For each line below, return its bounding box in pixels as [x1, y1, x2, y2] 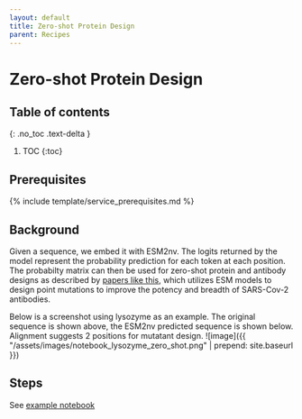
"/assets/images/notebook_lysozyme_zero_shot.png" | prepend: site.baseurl [9, 340, 294, 351]
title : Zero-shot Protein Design [9, 22, 135, 31]
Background [9, 222, 79, 237]
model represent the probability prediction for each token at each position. [9, 256, 286, 266]
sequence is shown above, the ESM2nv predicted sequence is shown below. [9, 321, 294, 332]
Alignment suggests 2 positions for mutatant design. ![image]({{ [9, 331, 246, 341]
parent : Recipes [9, 30, 70, 39]
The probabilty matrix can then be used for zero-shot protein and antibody [9, 265, 287, 276]
